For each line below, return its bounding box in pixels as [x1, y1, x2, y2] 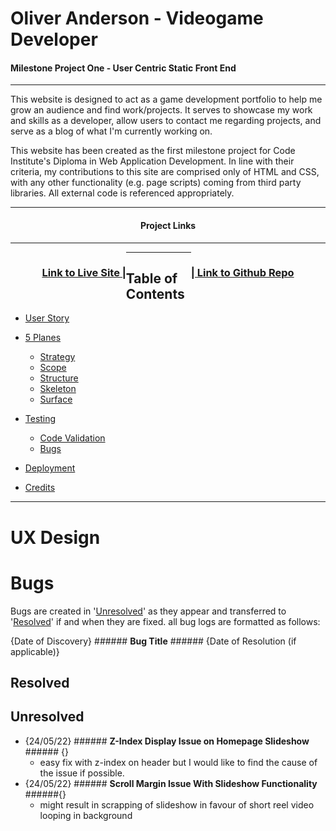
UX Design [10, 526, 101, 549]
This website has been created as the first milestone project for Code [10, 145, 296, 157]
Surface [39, 393, 73, 406]
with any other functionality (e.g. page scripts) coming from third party [10, 177, 302, 189]
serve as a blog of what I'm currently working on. [10, 125, 213, 137]
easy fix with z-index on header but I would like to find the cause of [39, 756, 318, 768]
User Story [24, 312, 70, 324]
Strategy [39, 351, 76, 363]
